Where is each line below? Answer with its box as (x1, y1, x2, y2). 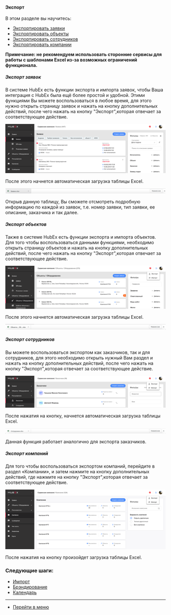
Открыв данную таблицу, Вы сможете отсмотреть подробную (5, 199, 141, 205)
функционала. (5, 62, 38, 68)
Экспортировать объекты (12, 31, 69, 37)
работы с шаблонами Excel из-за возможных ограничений (5, 57, 137, 63)
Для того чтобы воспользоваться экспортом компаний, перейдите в (5, 463, 155, 469)
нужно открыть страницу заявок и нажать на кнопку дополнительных (5, 103, 158, 109)
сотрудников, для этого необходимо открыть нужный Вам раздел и (5, 354, 153, 361)
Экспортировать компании (12, 41, 72, 48)
